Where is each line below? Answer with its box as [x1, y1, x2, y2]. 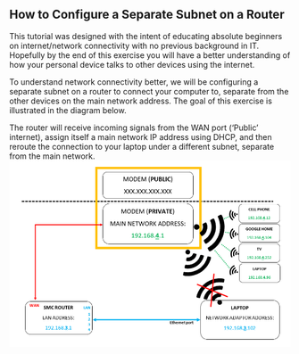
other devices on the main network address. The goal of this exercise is [9, 95, 272, 106]
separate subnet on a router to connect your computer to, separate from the [9, 86, 289, 96]
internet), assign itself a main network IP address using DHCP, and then [9, 131, 272, 142]
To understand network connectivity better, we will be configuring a [9, 76, 259, 87]
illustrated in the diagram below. [9, 104, 127, 115]
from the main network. [9, 151, 96, 161]
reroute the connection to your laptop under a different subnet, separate [9, 141, 275, 152]
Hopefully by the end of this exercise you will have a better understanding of [9, 49, 291, 61]
